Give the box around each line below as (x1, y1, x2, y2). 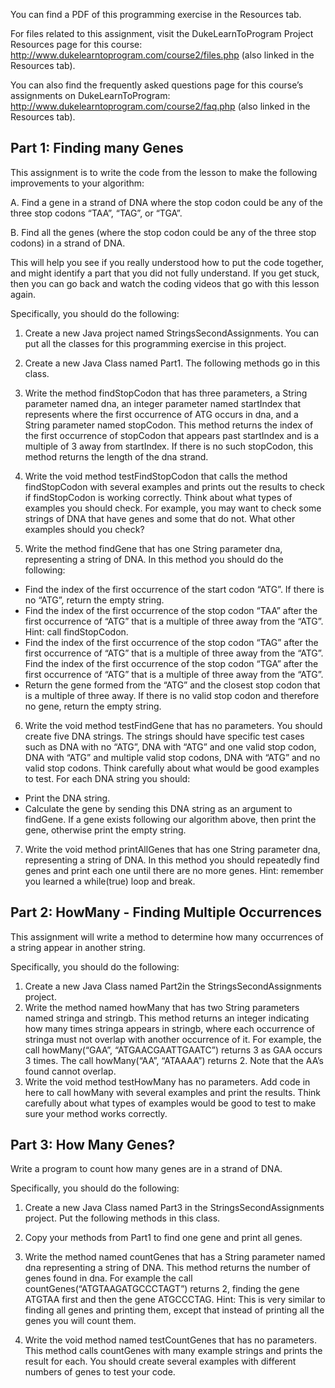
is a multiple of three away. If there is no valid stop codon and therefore (24, 689, 320, 701)
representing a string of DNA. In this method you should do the (24, 553, 284, 565)
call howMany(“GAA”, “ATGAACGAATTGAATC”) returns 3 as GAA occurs (24, 1044, 323, 1056)
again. (10, 288, 37, 300)
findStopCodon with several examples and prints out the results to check (24, 480, 325, 493)
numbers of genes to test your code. (24, 1366, 176, 1378)
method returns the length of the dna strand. (24, 450, 209, 463)
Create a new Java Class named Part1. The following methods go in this (24, 357, 321, 369)
